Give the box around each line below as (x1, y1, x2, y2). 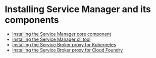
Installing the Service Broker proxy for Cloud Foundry (12, 47, 123, 53)
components (5, 14, 59, 26)
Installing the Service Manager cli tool (12, 36, 91, 42)
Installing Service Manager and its (5, 4, 151, 15)
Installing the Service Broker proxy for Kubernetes (12, 41, 117, 47)
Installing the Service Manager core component (12, 31, 112, 37)
